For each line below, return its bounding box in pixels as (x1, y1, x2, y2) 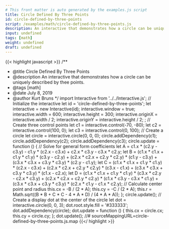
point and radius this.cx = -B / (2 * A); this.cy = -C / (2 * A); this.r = (12, 186, 152, 192)
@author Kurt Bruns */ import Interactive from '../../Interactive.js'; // (12, 95, 151, 101)
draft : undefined (5, 45, 42, 50)
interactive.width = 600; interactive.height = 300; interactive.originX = (12, 111, 158, 117)
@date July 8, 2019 (12, 90, 53, 96)
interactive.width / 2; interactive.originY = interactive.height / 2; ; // (12, 116, 151, 122)
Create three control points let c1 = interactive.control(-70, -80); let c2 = (12, 122, 162, 128)
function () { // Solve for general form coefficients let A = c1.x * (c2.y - (12, 143, 157, 149)
